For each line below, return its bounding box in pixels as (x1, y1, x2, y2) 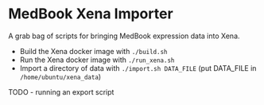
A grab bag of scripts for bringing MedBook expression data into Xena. (8, 31, 240, 41)
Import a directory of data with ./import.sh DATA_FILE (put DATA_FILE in (19, 63, 257, 72)
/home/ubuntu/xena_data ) (19, 72, 102, 81)
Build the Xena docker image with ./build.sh (19, 46, 169, 56)
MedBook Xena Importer (8, 5, 173, 23)
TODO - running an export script (8, 87, 115, 96)
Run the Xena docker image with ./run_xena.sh (19, 55, 175, 64)
